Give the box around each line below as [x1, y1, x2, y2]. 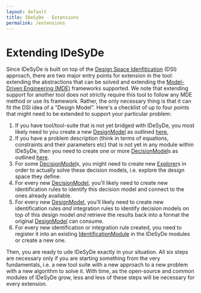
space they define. [14, 173, 62, 180]
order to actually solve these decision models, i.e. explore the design [14, 166, 185, 174]
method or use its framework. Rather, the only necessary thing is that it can [6, 97, 191, 105]
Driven [6, 85, 23, 92]
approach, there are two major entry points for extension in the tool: [6, 72, 173, 79]
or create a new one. [14, 237, 66, 244]
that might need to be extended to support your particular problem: [6, 110, 172, 118]
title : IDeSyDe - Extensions [6, 14, 79, 20]
